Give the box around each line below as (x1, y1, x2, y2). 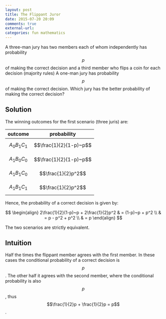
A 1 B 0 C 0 (9, 155, 28, 163)
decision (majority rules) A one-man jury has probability (5, 70, 119, 76)
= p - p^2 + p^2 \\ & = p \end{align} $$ (44, 214, 122, 220)
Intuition (5, 238, 32, 247)
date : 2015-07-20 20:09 (5, 16, 55, 21)
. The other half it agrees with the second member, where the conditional (5, 273, 154, 279)
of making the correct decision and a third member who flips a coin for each (5, 65, 161, 71)
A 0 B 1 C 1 (9, 141, 28, 149)
